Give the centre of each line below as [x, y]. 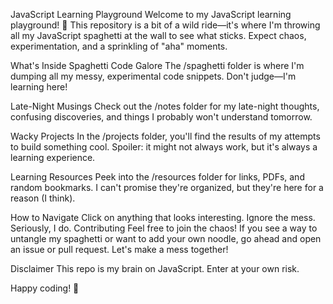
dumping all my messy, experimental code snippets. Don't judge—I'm [153, 76]
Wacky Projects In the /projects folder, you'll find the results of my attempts [165, 136]
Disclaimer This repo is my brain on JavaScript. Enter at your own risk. [155, 268]
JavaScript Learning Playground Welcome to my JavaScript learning [151, 14]
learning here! [39, 87]
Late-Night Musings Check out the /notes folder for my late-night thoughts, [165, 106]
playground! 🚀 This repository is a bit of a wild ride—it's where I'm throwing [165, 25]
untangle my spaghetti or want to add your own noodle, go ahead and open [166, 238]
